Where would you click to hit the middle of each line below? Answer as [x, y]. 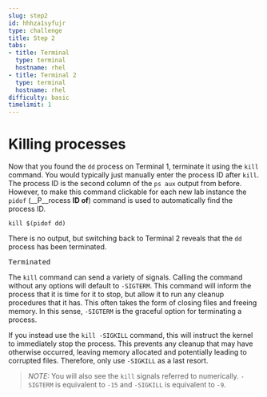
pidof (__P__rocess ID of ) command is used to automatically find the [121, 200]
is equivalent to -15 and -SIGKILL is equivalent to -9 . [140, 385]
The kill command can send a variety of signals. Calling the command [126, 277]
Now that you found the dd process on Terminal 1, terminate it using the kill [133, 167]
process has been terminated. [58, 247]
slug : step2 [28, 16]
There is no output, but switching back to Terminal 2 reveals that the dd [125, 238]
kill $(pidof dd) [37, 224]
